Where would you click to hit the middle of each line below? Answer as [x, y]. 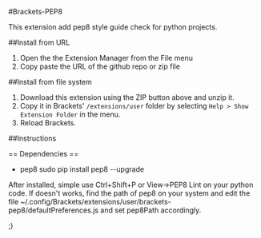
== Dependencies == [44, 154]
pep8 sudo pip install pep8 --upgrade [82, 169]
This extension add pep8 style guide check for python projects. [113, 27]
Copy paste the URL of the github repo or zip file [100, 66]
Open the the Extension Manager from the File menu [106, 58]
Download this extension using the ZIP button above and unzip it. [127, 97]
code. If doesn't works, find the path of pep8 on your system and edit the [129, 193]
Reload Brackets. [48, 123]
